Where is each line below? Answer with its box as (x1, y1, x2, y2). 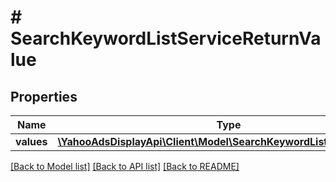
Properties (10, 88, 78, 105)
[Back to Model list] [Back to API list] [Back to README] (10, 161, 240, 172)
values (15, 135, 48, 148)
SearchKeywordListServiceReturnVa (10, 27, 322, 50)
